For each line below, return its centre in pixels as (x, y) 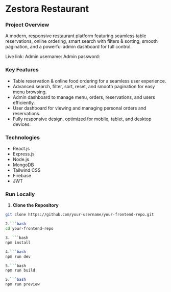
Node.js (21, 160)
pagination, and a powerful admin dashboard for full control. (68, 47)
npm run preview (22, 284)
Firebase (22, 176)
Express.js (23, 154)
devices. (22, 124)
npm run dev (18, 256)
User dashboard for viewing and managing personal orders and (79, 108)
